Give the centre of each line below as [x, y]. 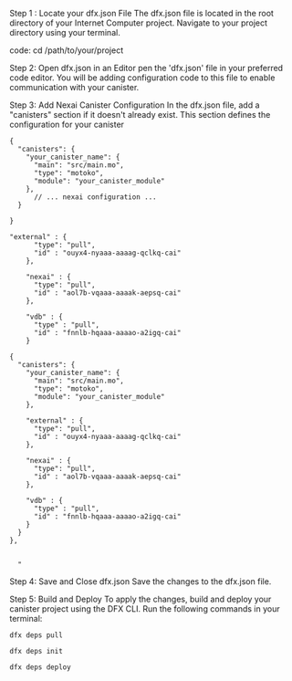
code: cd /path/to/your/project [67, 50]
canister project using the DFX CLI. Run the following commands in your [145, 609]
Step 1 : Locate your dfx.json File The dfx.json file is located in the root [141, 13]
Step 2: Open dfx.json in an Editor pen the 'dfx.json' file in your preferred [146, 68]
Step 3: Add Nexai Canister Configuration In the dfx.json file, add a [135, 105]
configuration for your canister [67, 124]
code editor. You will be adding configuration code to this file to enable [142, 78]
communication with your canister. [74, 87]
